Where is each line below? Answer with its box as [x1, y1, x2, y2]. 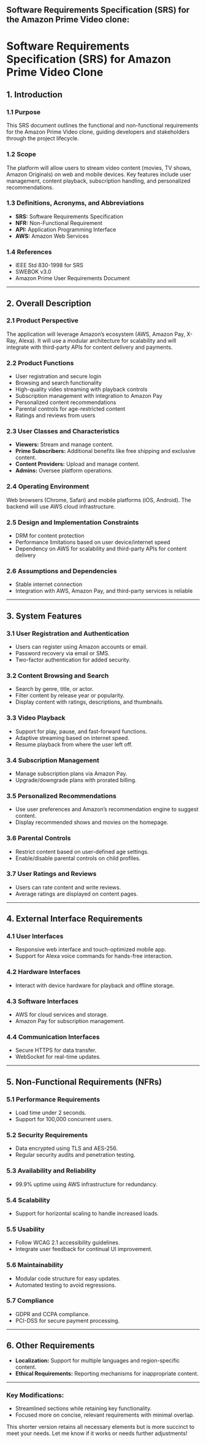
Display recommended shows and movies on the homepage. [15, 818, 169, 826]
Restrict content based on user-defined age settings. [15, 848, 149, 855]
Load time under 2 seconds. [15, 1109, 87, 1116]
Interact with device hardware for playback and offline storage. [15, 981, 175, 989]
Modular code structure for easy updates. [15, 1274, 121, 1282]
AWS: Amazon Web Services [15, 232, 89, 240]
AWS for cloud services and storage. [15, 1011, 109, 1018]
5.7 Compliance [6, 1296, 54, 1305]
